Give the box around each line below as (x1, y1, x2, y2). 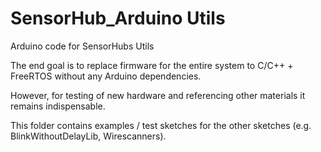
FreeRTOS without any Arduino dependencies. (10, 70, 202, 82)
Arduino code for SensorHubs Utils (10, 40, 155, 52)
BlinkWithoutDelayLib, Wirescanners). (10, 130, 167, 142)
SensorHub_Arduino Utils (10, 7, 226, 30)
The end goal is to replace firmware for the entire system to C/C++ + (10, 59, 294, 71)
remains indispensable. (10, 100, 106, 112)
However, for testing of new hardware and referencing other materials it (10, 89, 306, 101)
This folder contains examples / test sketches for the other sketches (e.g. (10, 119, 312, 131)
